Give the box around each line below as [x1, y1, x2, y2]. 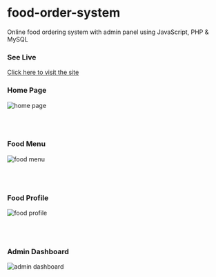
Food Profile [7, 193, 49, 202]
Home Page [7, 85, 47, 95]
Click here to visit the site [7, 68, 79, 77]
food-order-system [7, 5, 121, 21]
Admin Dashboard [7, 247, 69, 257]
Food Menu [7, 139, 46, 149]
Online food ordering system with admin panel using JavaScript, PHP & [7, 28, 209, 36]
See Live [7, 52, 37, 62]
